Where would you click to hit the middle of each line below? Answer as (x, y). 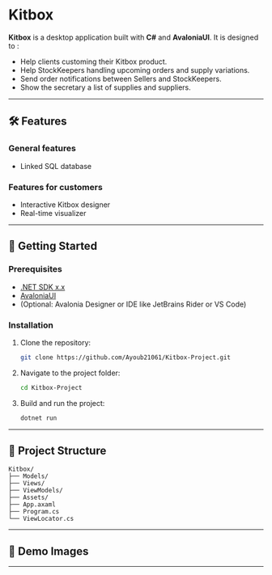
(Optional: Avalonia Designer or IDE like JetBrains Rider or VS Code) (133, 304)
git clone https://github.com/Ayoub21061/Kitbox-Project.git (125, 357)
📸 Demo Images (49, 551)
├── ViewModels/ (36, 491)
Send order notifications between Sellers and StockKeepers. (121, 78)
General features (42, 149)
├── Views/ (27, 484)
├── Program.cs (34, 512)
